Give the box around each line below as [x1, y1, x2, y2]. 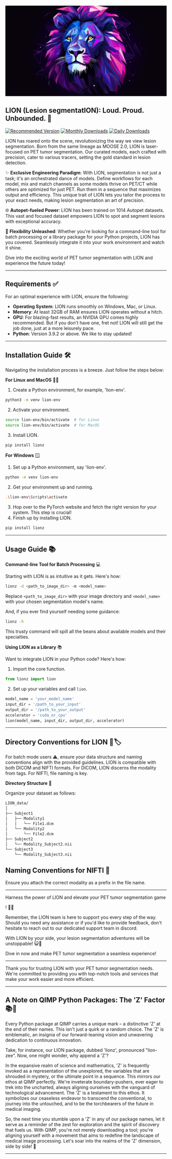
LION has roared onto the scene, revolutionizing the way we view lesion [5, 138, 157, 144]
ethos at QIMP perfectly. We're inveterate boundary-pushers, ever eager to [5, 1078, 164, 1085]
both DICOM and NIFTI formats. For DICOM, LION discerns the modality [5, 765, 157, 771]
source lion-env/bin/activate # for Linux [5, 417, 100, 422]
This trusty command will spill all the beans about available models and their [5, 628, 166, 634]
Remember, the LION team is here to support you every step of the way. [5, 914, 157, 920]
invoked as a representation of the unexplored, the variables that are [5, 1068, 149, 1074]
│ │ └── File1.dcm [5, 821, 54, 826]
